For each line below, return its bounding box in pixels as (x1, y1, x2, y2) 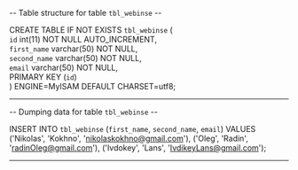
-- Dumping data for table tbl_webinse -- (9, 106, 158, 117)
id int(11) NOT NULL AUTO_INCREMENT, (9, 35, 158, 44)
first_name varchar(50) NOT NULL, (9, 43, 138, 54)
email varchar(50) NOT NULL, (9, 62, 118, 73)
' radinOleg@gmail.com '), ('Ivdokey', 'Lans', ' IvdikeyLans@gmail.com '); (9, 143, 267, 153)
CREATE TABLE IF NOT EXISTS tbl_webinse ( (9, 25, 173, 35)
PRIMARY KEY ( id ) (9, 72, 77, 82)
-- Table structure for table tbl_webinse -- (9, 8, 162, 18)
